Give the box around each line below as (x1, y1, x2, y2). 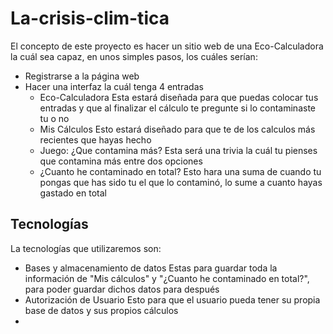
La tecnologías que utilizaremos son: (10, 242, 162, 254)
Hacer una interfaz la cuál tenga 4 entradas (24, 80, 204, 92)
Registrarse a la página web (24, 70, 140, 82)
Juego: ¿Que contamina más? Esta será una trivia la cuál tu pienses (39, 144, 318, 156)
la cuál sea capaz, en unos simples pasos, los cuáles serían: (10, 50, 258, 62)
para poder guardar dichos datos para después (24, 283, 220, 295)
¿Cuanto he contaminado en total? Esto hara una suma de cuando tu (39, 165, 322, 177)
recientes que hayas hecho (39, 133, 152, 146)
